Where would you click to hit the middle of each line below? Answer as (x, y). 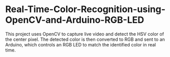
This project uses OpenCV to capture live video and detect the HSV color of (85, 34)
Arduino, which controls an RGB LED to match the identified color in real (81, 44)
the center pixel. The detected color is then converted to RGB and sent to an (85, 39)
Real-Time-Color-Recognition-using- (86, 9)
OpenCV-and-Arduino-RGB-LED (75, 20)
